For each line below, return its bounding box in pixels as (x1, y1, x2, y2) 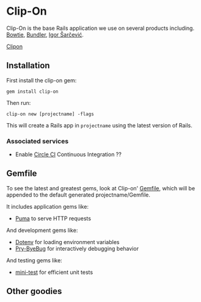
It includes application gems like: (6, 203, 89, 210)
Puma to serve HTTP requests (15, 215, 92, 222)
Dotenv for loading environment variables (15, 238, 120, 245)
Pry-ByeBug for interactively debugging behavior (15, 245, 139, 252)
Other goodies (6, 286, 62, 297)
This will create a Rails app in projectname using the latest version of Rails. (6, 121, 192, 129)
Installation (6, 60, 50, 71)
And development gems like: (6, 226, 78, 234)
